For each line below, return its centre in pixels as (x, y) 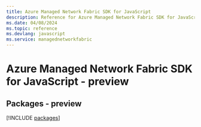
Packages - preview (44, 103)
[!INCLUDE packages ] (33, 118)
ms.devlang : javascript (36, 34)
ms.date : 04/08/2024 (32, 23)
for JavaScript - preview (68, 82)
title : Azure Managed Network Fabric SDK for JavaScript (79, 12)
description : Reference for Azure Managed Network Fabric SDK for (91, 17)
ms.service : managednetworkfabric (49, 39)
